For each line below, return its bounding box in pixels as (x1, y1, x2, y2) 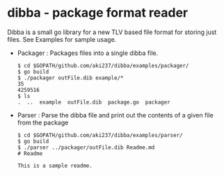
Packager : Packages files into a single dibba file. (17, 49, 159, 57)
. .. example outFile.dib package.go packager (17, 99, 170, 106)
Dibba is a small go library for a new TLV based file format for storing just (7, 28, 217, 36)
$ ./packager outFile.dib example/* (17, 74, 124, 81)
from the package (17, 118, 69, 127)
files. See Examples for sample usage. (7, 35, 117, 43)
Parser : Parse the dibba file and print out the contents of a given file (17, 111, 214, 119)
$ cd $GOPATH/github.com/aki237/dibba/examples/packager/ (17, 62, 189, 69)
